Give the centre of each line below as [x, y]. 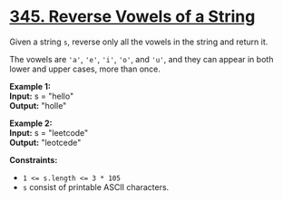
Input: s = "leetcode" [49, 132]
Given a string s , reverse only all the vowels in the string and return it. [139, 42]
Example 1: [30, 86]
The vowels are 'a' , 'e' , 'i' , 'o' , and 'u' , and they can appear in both [141, 59]
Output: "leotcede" [45, 142]
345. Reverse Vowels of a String [132, 17]
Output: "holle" [38, 105]
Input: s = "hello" [42, 96]
